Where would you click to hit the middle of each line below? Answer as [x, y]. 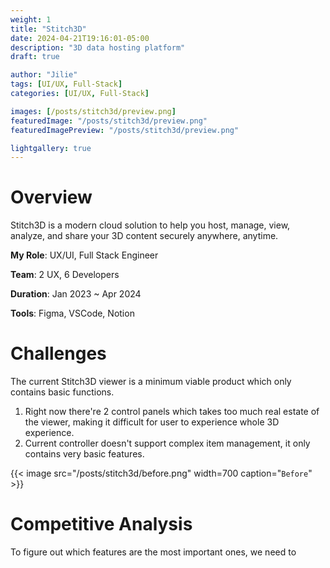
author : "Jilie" [44, 75]
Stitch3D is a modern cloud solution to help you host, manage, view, [150, 225]
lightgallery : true [51, 148]
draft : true [35, 57]
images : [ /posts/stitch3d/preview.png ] [93, 111]
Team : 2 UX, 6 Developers [65, 275]
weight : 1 [31, 19]
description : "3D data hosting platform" [98, 47]
